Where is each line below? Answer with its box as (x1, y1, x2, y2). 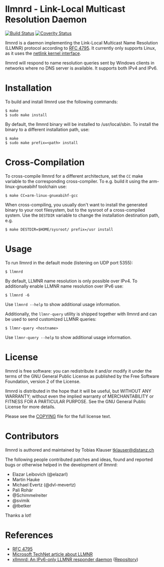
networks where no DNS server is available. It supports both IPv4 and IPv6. (5, 65, 158, 71)
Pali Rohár (12, 487, 33, 493)
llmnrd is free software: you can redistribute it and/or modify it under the (5, 368, 152, 374)
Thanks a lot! (5, 512, 32, 518)
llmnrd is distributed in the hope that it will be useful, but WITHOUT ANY (5, 388, 152, 394)
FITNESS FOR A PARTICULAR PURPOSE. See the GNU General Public (5, 398, 146, 404)
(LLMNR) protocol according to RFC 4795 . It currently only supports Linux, (5, 45, 156, 51)
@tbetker (12, 502, 32, 509)
